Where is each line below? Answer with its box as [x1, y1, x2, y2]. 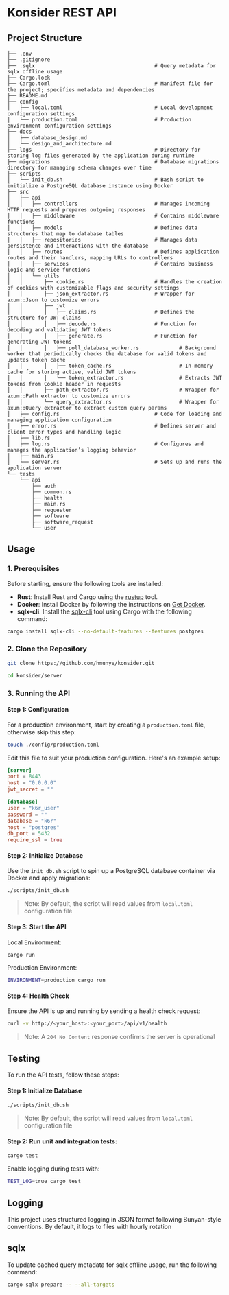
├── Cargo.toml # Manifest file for [7, 80, 213, 87]
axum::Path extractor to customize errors [7, 393, 130, 399]
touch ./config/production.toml [7, 741, 99, 748]
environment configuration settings [7, 122, 112, 129]
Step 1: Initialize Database [7, 1086, 82, 1095]
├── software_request [32, 519, 94, 526]
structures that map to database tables [7, 231, 125, 237]
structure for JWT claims [7, 314, 81, 321]
